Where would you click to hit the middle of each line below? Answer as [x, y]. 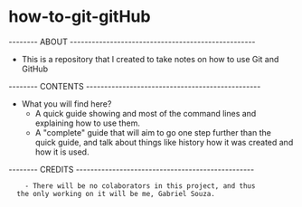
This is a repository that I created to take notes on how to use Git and [150, 59]
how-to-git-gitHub [80, 17]
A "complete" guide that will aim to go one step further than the [153, 132]
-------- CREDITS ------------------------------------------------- [132, 169]
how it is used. [62, 152]
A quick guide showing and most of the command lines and [146, 113]
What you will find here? [66, 103]
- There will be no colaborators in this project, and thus [140, 186]
